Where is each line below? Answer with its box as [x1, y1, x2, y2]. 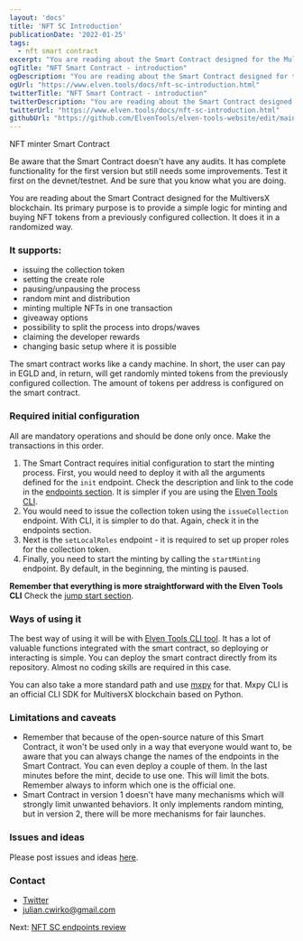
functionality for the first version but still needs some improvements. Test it [9, 166, 288, 177]
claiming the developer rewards [22, 331, 141, 343]
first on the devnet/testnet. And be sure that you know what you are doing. [9, 175, 287, 186]
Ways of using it [9, 613, 82, 625]
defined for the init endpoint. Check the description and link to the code [22, 476, 294, 487]
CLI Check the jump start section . [9, 590, 133, 601]
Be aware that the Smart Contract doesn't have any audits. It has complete [9, 156, 287, 167]
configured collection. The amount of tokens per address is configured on [9, 378, 284, 389]
